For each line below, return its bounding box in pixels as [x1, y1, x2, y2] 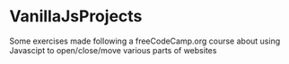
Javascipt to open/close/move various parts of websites [9, 44, 217, 55]
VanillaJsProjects [9, 6, 143, 27]
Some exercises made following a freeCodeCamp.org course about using [9, 36, 281, 46]
